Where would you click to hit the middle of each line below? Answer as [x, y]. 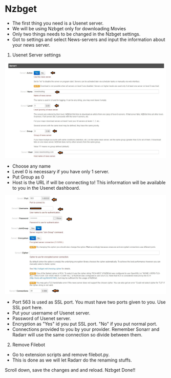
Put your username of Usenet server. [51, 313]
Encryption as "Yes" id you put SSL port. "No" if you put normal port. [84, 324]
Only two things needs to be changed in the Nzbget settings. [76, 34]
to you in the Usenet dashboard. [46, 188]
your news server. [31, 45]
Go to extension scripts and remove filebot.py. [61, 355]
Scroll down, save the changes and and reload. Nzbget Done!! [70, 370]
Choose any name [31, 166]
